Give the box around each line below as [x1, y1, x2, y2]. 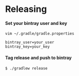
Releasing [5, 3, 47, 15]
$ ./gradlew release [5, 66, 48, 71]
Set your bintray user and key [5, 20, 68, 26]
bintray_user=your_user [5, 40, 55, 45]
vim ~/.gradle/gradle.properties [5, 31, 75, 36]
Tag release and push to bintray [5, 55, 72, 61]
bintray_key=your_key [5, 44, 50, 49]
